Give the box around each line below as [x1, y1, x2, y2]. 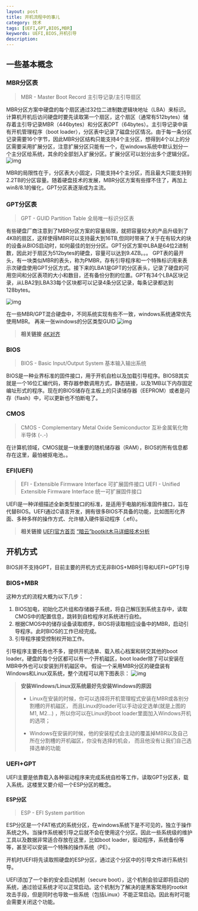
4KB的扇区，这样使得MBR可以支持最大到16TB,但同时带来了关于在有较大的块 [6, 234, 192, 241]
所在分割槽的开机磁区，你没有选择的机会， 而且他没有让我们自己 [29, 737, 187, 744]
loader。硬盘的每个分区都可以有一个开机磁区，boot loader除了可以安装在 [6, 655, 184, 662]
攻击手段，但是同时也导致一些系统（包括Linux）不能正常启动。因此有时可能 [6, 891, 190, 898]
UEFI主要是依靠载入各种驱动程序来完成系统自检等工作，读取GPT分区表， [6, 774, 184, 781]
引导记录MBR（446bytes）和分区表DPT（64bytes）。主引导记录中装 [21, 121, 188, 128]
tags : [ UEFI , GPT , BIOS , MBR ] [6, 25, 73, 31]
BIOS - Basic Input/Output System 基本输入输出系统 [20, 360, 147, 367]
